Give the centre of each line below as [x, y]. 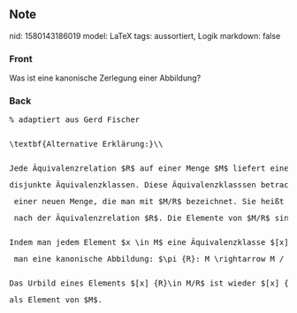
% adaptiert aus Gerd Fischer [75, 120]
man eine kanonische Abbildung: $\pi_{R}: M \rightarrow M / [149, 259]
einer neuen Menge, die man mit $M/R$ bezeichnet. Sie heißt [149, 202]
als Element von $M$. [56, 300]
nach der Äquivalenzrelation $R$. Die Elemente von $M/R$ [142, 218]
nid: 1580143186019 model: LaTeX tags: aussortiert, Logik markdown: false [145, 35]
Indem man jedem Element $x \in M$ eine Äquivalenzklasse [137, 243]
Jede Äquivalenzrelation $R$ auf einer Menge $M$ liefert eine [149, 168]
